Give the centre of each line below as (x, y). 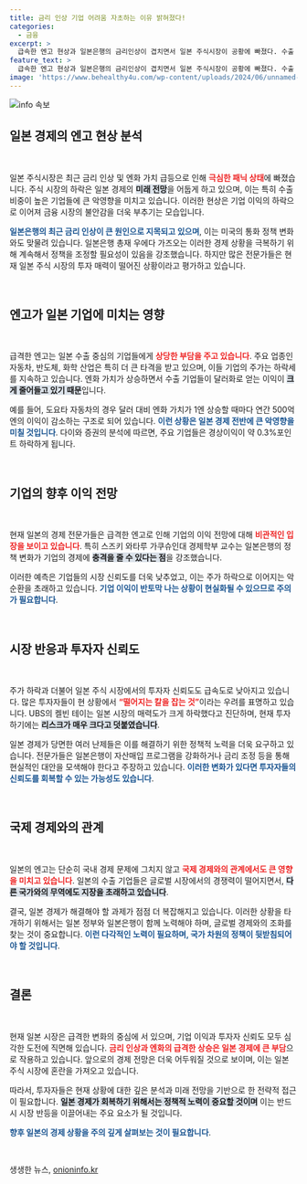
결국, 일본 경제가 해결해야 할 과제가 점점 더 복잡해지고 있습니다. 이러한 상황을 (146, 911)
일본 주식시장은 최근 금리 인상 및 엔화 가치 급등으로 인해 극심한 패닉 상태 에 (141, 177)
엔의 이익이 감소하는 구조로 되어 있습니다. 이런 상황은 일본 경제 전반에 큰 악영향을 (152, 421)
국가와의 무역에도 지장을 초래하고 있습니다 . (94, 892)
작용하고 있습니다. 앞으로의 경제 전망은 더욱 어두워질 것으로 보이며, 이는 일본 (154, 1059)
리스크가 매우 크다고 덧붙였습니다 (99, 724)
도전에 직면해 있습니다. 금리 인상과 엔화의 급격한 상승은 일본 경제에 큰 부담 (156, 1048)
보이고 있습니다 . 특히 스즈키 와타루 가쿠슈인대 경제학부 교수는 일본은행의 (154, 546)
